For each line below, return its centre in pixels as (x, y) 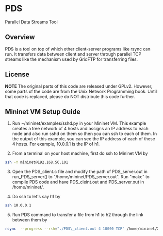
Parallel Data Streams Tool (32, 22)
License (17, 75)
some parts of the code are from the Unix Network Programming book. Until (81, 91)
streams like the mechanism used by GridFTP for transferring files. (72, 59)
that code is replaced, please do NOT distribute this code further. (70, 96)
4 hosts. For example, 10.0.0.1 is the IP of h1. (56, 144)
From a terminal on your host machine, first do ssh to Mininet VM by (80, 153)
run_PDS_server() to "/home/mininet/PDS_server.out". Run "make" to (81, 177)
